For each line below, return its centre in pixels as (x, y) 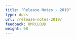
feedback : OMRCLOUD (26, 24)
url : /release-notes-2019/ (34, 19)
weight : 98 (17, 29)
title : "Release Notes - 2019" (38, 10)
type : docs (17, 15)
